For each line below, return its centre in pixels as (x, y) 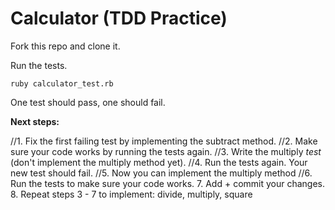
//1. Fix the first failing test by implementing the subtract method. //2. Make (164, 141)
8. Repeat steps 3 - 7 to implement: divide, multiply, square (131, 194)
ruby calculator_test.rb (62, 83)
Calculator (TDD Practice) (119, 18)
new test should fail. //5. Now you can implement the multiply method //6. (161, 173)
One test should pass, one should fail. (88, 102)
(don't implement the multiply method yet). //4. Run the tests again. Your (159, 162)
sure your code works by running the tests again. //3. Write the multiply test (166, 151)
